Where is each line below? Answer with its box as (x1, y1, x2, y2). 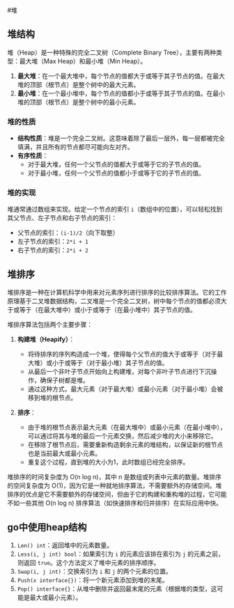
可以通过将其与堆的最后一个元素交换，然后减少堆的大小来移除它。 (27, 432, 217, 440)
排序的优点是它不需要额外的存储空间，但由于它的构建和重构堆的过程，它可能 (7, 490, 227, 499)
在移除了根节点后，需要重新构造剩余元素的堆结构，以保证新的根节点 (27, 441, 224, 449)
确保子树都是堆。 (40, 376, 89, 384)
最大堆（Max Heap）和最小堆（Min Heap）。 (19, 56, 147, 65)
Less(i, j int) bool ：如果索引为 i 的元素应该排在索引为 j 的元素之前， (17, 549, 224, 559)
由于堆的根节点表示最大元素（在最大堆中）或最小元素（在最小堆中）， (27, 423, 226, 432)
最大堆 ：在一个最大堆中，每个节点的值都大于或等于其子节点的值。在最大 (17, 72, 225, 80)
